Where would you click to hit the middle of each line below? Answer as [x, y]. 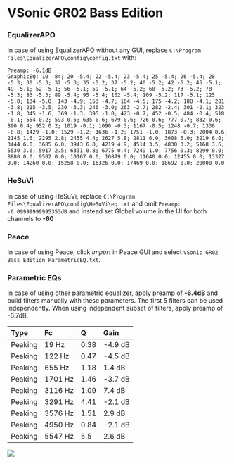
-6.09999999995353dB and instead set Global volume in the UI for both [107, 211]
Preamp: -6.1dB [30, 71]
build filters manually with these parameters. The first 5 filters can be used [115, 301]
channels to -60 [31, 218]
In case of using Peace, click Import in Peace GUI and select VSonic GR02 [113, 252]
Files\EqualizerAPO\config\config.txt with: [72, 58]
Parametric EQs [34, 278]
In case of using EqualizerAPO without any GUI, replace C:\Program [104, 50]
